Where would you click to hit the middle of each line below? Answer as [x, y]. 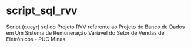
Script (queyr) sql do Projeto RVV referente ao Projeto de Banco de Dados [95, 27]
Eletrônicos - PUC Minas [36, 39]
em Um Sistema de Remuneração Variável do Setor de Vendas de [85, 32]
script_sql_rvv [42, 11]
